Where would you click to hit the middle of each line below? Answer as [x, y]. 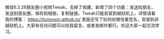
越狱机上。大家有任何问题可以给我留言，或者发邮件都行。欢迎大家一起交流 [80, 25]
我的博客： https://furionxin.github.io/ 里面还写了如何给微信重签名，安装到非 [82, 19]
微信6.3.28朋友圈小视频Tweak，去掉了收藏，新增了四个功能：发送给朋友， [80, 7]
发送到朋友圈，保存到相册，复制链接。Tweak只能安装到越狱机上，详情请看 [80, 13]
